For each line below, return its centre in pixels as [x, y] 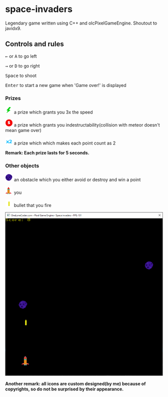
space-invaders [39, 9]
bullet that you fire [32, 205]
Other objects [22, 165]
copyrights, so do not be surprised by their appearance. [64, 389]
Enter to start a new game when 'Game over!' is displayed [66, 85]
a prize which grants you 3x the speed [53, 112]
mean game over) [23, 130]
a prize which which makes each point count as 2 [65, 143]
